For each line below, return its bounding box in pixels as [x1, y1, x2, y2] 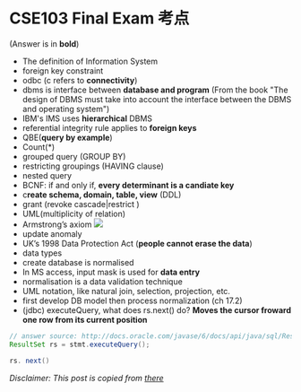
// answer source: [9, 331, 78, 341]
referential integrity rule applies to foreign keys [21, 122, 197, 133]
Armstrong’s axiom [21, 219, 92, 230]
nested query [21, 170, 73, 180]
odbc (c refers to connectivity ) [21, 74, 138, 85]
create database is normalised [21, 257, 134, 267]
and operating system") [21, 103, 110, 114]
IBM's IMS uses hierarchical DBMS [21, 113, 153, 124]
